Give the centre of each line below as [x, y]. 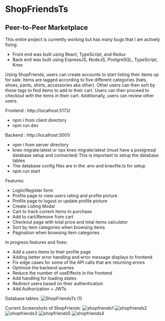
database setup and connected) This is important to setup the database [85, 155]
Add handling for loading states [44, 278]
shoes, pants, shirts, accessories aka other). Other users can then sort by [80, 85]
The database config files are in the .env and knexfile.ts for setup [79, 166]
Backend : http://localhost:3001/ [38, 135]
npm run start [26, 171]
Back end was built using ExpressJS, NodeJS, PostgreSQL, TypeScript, [85, 60]
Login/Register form [33, 190]
